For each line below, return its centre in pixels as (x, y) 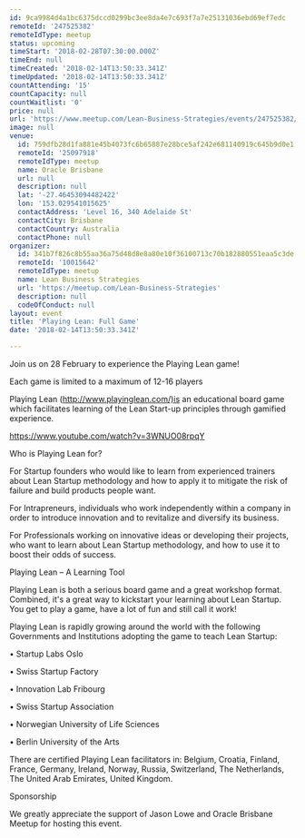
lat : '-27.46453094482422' (69, 195)
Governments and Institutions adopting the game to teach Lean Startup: (143, 636)
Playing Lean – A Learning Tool (67, 572)
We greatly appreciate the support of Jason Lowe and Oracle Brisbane (142, 814)
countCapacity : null (49, 94)
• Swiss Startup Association (62, 706)
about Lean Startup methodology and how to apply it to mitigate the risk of (149, 481)
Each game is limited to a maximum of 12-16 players (106, 381)
